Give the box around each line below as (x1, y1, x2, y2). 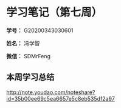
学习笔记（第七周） (6, 5, 103, 19)
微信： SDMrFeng (6, 52, 50, 59)
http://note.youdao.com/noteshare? (6, 89, 95, 96)
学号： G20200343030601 (6, 27, 74, 34)
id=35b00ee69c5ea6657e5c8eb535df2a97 (6, 95, 116, 102)
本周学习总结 (6, 72, 55, 83)
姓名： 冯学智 (6, 39, 40, 47)
